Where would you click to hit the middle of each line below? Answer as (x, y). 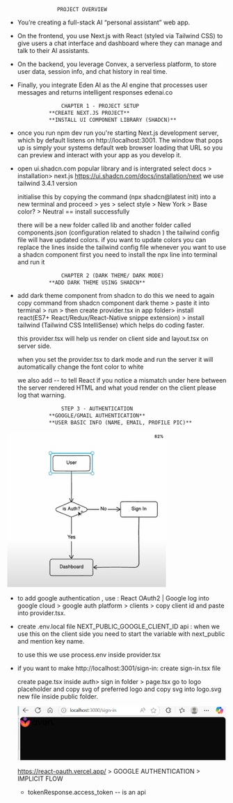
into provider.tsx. (41, 613)
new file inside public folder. (58, 697)
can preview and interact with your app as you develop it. (99, 155)
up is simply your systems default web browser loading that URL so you (120, 148)
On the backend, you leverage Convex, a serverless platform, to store (117, 64)
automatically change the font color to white (80, 367)
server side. (34, 346)
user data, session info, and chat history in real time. (92, 71)
